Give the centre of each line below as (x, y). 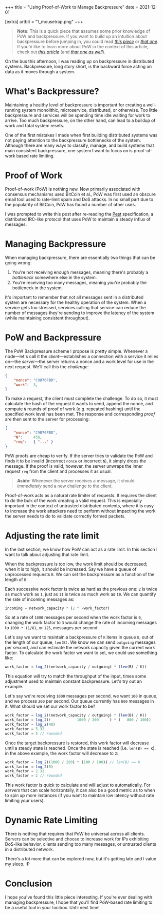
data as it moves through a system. (40, 72)
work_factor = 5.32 (25, 729)
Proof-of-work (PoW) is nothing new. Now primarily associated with (73, 189)
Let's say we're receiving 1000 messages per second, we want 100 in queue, (81, 696)
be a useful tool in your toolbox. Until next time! (52, 908)
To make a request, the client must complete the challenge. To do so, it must (81, 398)
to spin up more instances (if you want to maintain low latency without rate (80, 796)
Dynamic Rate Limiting (52, 820)
